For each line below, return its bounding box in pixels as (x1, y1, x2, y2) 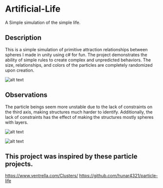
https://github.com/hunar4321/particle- (79, 173, 158, 179)
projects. (5, 160, 33, 168)
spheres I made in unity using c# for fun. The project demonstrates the (5, 52, 147, 57)
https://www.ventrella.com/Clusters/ (5, 173, 78, 179)
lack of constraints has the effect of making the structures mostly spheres (5, 114, 154, 120)
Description (5, 34, 41, 42)
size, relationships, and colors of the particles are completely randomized (5, 62, 153, 68)
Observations (5, 91, 48, 99)
